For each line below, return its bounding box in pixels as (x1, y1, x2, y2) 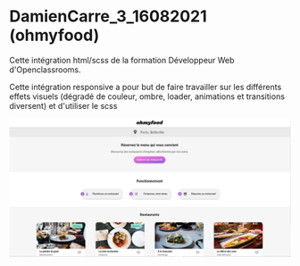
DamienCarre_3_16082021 (9, 6, 207, 27)
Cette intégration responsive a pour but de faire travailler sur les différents (9, 81, 282, 92)
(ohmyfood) (9, 25, 100, 46)
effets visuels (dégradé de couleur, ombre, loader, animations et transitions (9, 91, 286, 102)
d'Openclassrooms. (9, 64, 82, 75)
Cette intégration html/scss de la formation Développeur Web (9, 54, 235, 65)
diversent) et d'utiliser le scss (9, 100, 118, 111)
